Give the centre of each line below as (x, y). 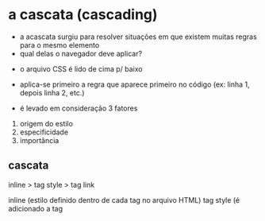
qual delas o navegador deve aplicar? (81, 53)
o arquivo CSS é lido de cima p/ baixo (81, 68)
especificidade (44, 132)
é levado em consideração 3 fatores (79, 108)
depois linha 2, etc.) (52, 92)
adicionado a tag (36, 208)
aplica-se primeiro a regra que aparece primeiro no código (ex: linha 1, (134, 84)
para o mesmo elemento (60, 45)
